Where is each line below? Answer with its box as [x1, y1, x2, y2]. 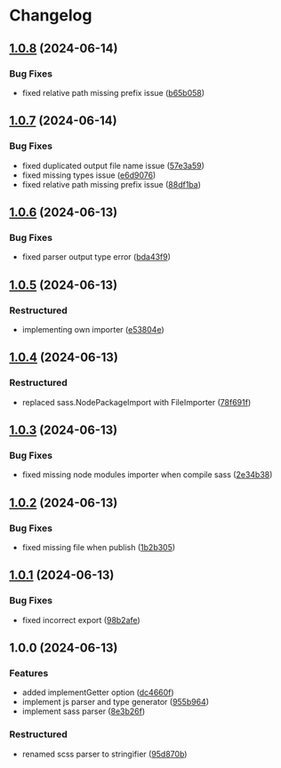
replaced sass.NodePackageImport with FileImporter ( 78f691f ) [21, 396, 252, 407]
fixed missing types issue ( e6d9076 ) [21, 170, 157, 180]
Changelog [9, 5, 92, 26]
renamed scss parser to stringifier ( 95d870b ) [21, 748, 188, 759]
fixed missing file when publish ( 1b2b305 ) [21, 542, 176, 552]
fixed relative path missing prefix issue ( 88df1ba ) [21, 179, 202, 189]
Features [9, 668, 49, 679]
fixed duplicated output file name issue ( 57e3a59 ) [21, 160, 205, 171]
